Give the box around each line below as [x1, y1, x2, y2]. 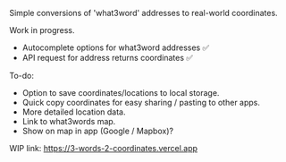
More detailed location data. [21, 107, 127, 117]
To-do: [9, 71, 34, 81]
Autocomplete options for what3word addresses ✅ [21, 42, 210, 53]
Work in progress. [9, 25, 75, 35]
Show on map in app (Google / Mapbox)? [21, 125, 174, 136]
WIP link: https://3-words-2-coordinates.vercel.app [9, 143, 198, 153]
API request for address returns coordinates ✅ [21, 53, 194, 63]
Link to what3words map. [21, 116, 116, 126]
